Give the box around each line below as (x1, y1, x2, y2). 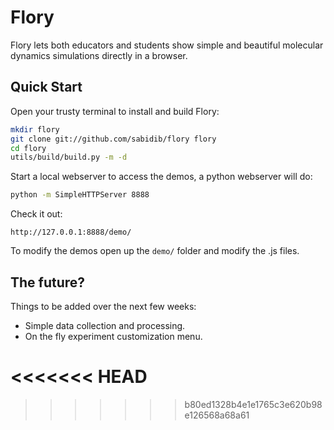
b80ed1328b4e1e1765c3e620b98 (184, 398, 323, 410)
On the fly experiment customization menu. (24, 330, 203, 342)
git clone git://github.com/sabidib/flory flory (10, 134, 217, 144)
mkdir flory (10, 124, 60, 135)
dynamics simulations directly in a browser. (10, 49, 188, 61)
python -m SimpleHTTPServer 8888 (10, 190, 150, 200)
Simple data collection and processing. (24, 319, 186, 331)
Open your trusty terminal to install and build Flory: (10, 105, 220, 117)
